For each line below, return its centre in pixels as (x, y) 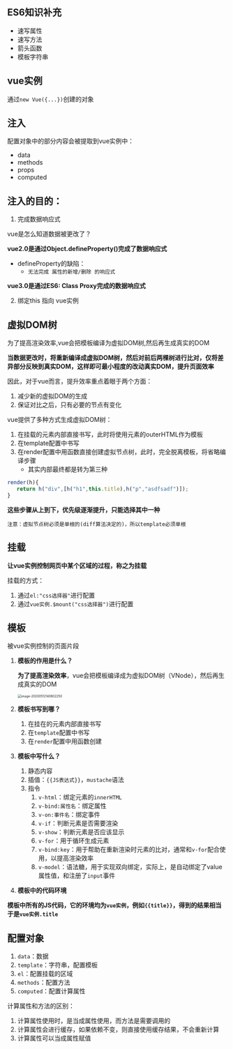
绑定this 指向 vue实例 (48, 301)
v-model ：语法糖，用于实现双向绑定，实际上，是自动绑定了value (130, 867)
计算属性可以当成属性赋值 (54, 1039)
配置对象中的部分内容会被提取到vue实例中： (71, 141)
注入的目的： (35, 201)
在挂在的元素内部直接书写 (65, 724)
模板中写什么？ (39, 756)
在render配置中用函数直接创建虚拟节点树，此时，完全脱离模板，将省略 (119, 452)
